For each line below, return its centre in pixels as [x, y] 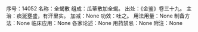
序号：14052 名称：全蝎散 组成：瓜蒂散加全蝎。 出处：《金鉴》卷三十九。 [96, 8]
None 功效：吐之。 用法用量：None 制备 [135, 16]
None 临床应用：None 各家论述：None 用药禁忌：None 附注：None [100, 23]
